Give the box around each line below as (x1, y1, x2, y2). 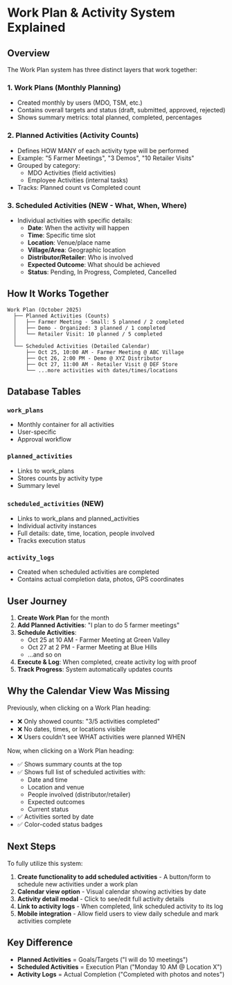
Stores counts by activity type (17, 473, 103, 482)
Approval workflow (17, 435, 71, 444)
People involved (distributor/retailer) (27, 790, 131, 799)
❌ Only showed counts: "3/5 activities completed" (17, 717, 161, 725)
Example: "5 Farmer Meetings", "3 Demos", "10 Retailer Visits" (17, 154, 195, 162)
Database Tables (7, 386, 82, 398)
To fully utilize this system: (7, 859, 83, 867)
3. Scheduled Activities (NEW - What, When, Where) (7, 200, 187, 210)
